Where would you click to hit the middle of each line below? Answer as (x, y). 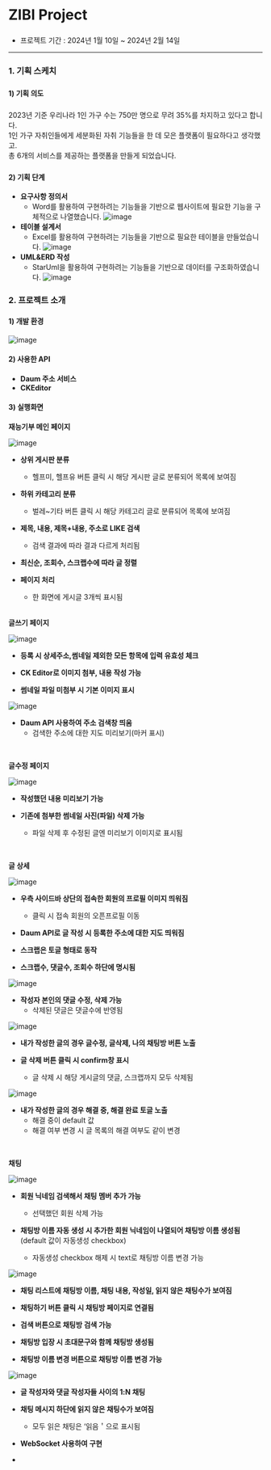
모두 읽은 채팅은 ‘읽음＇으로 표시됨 (86, 1426)
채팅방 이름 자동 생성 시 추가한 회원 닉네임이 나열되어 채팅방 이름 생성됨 (130, 1230)
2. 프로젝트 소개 (37, 301)
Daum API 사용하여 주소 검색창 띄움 (76, 722)
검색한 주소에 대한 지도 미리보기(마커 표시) (98, 732)
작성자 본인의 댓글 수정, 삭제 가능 (71, 1000)
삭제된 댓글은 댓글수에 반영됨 (77, 1010)
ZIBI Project (48, 15)
